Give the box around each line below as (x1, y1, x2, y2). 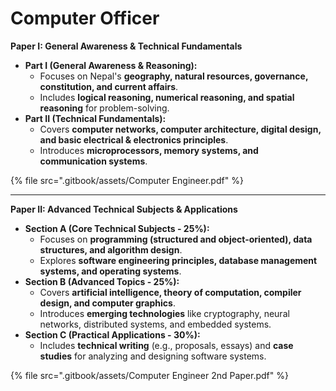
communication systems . (39, 155, 148, 167)
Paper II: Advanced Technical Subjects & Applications (10, 203, 238, 215)
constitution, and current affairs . (39, 80, 179, 92)
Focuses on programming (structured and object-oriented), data (39, 233, 313, 245)
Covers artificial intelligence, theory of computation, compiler (39, 286, 302, 298)
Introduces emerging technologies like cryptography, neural (39, 307, 290, 319)
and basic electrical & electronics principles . (39, 133, 229, 146)
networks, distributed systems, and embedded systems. (39, 318, 272, 330)
